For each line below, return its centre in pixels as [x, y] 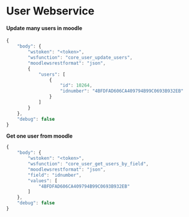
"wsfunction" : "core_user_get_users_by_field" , [88, 164]
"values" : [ [43, 181]
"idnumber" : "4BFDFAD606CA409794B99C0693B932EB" [122, 91]
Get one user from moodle [40, 136]
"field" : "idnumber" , [55, 175]
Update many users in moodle [44, 28]
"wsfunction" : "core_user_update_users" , [80, 58]
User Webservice [50, 11]
